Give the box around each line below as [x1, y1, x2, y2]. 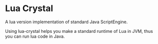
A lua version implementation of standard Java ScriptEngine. [5, 19, 128, 25]
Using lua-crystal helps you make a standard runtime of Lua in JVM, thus [5, 28, 154, 34]
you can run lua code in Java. [5, 33, 65, 39]
